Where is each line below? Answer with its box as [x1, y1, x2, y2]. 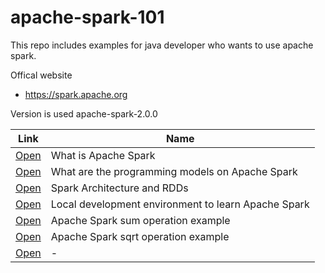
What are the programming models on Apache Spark [50, 164, 298, 178]
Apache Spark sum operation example [50, 213, 231, 227]
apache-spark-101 [10, 6, 165, 29]
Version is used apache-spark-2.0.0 [10, 107, 158, 120]
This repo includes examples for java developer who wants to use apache [10, 39, 314, 51]
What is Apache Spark [50, 148, 156, 162]
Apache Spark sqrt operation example [50, 229, 230, 243]
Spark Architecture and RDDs [50, 181, 189, 195]
